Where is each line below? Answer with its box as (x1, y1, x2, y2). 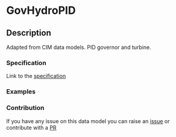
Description (6, 28, 51, 38)
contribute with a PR (6, 124, 57, 131)
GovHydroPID (6, 4, 76, 18)
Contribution (6, 104, 45, 112)
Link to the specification (6, 72, 66, 80)
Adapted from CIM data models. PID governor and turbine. (6, 43, 152, 51)
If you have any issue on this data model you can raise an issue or (6, 117, 170, 124)
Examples (6, 88, 36, 96)
